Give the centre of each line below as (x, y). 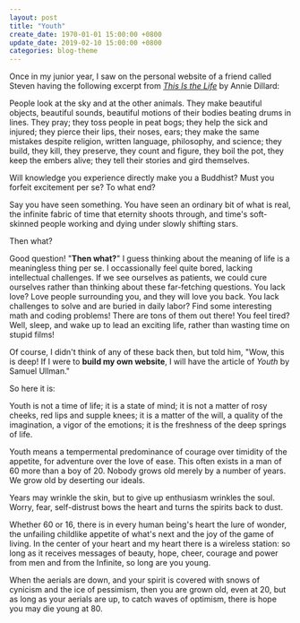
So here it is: (32, 389)
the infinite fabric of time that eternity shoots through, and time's (129, 214)
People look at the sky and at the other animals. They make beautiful (136, 103)
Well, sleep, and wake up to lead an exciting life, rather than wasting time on (150, 325)
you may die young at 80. (56, 609)
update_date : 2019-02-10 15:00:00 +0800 (86, 43)
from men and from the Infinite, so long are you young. (110, 563)
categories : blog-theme (54, 51)
